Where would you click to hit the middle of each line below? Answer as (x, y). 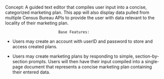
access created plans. (35, 46)
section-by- (147, 56)
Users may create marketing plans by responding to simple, (73, 56)
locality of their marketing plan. (37, 23)
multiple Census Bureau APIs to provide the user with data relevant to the (80, 18)
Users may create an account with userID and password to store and (82, 41)
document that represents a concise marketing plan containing (88, 67)
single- (152, 61)
